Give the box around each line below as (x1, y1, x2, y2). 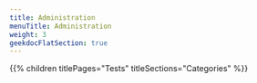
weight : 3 (9, 30, 47, 39)
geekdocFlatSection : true (9, 38, 108, 48)
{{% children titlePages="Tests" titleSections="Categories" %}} (9, 63, 249, 74)
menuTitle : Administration (9, 22, 112, 31)
